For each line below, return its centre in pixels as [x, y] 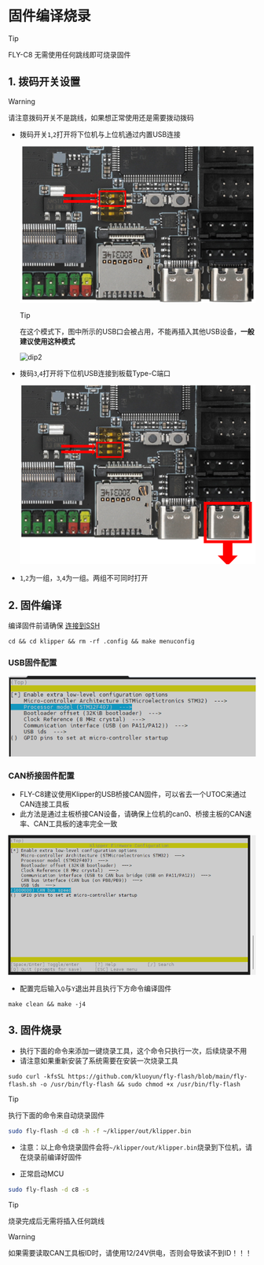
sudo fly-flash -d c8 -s [49, 1189]
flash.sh [22, 1084]
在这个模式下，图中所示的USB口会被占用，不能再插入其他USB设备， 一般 [137, 331]
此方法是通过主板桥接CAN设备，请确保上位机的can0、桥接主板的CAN [132, 814]
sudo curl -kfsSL [37, 1076]
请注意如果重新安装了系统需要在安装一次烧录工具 [99, 1060]
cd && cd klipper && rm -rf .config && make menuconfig [101, 641]
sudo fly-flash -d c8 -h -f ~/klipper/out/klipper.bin [100, 1131]
